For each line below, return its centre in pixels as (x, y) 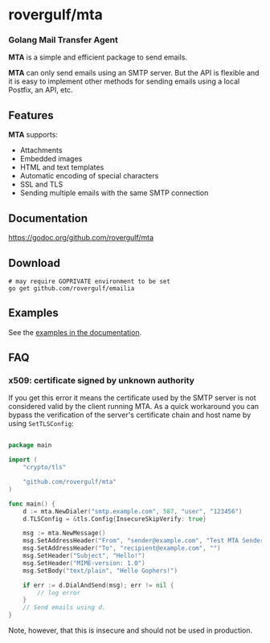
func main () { (32, 504)
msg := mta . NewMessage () (64, 533)
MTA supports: (33, 135)
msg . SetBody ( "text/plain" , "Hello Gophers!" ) (100, 571)
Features (31, 115)
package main (30, 445)
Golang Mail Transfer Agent (63, 40)
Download (34, 263)
